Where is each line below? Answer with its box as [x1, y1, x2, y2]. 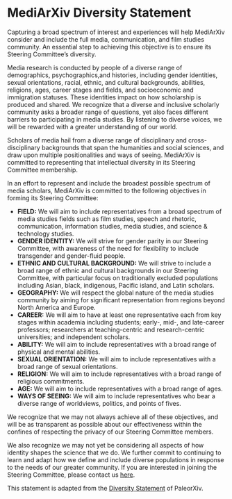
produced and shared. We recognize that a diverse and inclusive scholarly [7, 100, 220, 108]
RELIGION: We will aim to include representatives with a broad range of [17, 370, 222, 378]
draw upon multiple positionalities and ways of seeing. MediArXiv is [7, 151, 201, 159]
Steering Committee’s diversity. [7, 50, 97, 58]
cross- [188, 136, 207, 144]
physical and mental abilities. [17, 347, 101, 356]
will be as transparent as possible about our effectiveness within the [7, 420, 203, 428]
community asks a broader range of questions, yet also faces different [7, 108, 208, 116]
